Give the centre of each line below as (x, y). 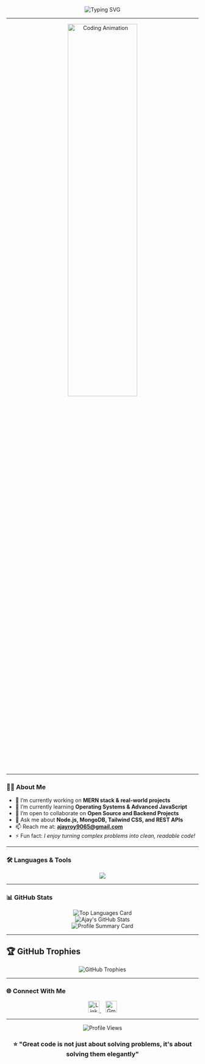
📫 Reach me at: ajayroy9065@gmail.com (69, 827)
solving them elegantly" (103, 1054)
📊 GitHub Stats (30, 897)
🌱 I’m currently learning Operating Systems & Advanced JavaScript (101, 807)
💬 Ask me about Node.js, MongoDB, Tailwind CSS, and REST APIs (99, 820)
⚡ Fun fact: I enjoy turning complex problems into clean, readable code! (105, 836)
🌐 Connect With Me (36, 991)
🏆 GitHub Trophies (44, 952)
